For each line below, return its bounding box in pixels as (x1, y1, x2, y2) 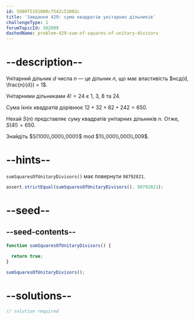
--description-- (6, 56, 83, 69)
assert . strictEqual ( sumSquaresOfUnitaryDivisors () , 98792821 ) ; (6, 184, 164, 190)
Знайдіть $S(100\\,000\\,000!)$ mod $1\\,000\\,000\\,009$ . (6, 133, 149, 140)
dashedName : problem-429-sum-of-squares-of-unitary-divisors (6, 30, 159, 36)
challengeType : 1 (6, 19, 49, 25)
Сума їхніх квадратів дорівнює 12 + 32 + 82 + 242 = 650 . (6, 104, 148, 111)
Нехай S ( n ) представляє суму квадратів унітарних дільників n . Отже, (6, 115, 179, 122)
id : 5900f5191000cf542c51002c (6, 8, 80, 15)
